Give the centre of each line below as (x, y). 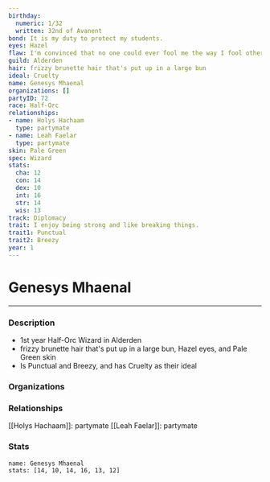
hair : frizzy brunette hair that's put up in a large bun (107, 68)
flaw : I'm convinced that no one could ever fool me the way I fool (125, 53)
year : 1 (21, 248)
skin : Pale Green (37, 150)
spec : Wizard (30, 158)
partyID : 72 (28, 98)
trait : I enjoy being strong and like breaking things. (104, 225)
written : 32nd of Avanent (59, 31)
